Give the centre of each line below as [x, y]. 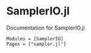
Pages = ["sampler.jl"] [36, 44]
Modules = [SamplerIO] [35, 39]
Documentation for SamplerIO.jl [45, 28]
